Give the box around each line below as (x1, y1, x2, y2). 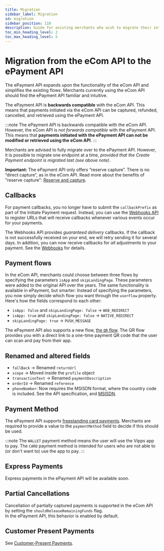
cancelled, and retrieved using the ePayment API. (5, 112, 104, 118)
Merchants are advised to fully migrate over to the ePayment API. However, (5, 147, 156, 153)
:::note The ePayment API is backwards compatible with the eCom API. (5, 122, 147, 128)
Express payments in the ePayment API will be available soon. (5, 475, 129, 481)
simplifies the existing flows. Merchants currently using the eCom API (5, 87, 145, 93)
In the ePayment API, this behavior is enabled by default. (5, 513, 119, 519)
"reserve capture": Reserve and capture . (5, 177, 87, 183)
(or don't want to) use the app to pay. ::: (5, 448, 85, 454)
